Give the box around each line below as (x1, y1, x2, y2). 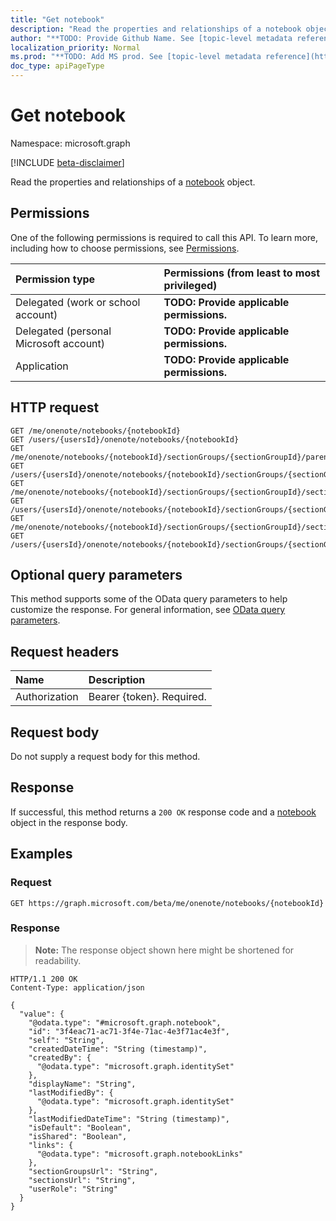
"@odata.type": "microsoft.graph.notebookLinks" (36, 1149, 244, 1159)
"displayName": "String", (28, 1079, 137, 1089)
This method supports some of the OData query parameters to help (10, 593, 288, 605)
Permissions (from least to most (163, 266, 321, 280)
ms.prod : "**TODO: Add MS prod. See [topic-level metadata (10, 52, 262, 62)
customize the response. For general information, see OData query (10, 604, 286, 616)
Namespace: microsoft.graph (10, 137, 131, 149)
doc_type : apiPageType (10, 61, 105, 71)
